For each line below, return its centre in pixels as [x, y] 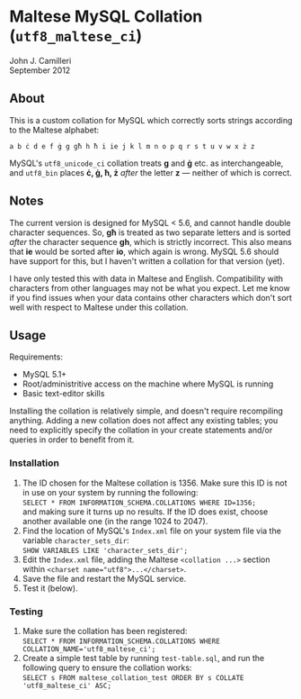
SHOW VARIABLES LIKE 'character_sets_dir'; [105, 550]
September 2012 [40, 70]
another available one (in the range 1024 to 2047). [115, 521]
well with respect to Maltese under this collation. [99, 307]
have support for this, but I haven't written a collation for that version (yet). [147, 261]
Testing [26, 612]
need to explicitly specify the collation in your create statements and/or [141, 431]
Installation [35, 463]
